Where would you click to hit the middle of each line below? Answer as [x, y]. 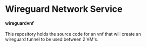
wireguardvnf [20, 23]
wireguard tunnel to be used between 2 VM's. [52, 39]
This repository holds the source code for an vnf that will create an [73, 34]
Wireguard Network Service [64, 9]
